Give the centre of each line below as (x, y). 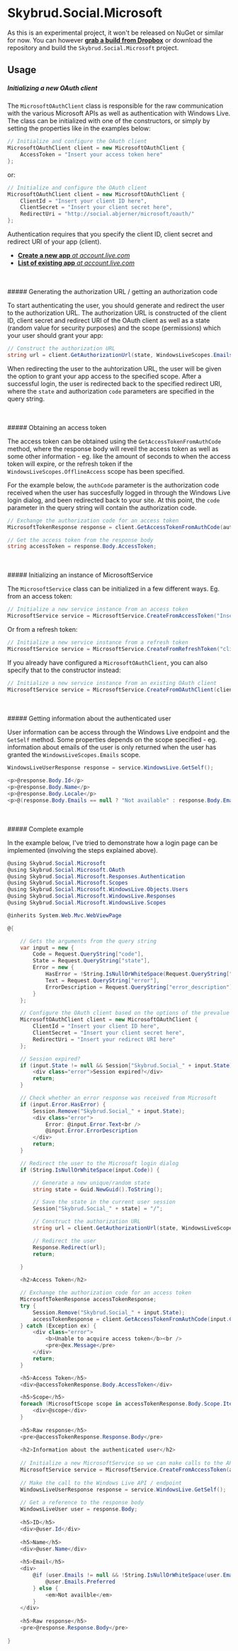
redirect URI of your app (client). (54, 242)
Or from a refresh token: (42, 630)
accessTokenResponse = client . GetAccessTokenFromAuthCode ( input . (131, 1319)
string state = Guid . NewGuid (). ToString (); (98, 1189)
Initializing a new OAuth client (52, 88)
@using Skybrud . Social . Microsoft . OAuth (66, 870)
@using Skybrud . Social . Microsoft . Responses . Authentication (96, 876)
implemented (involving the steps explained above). (83, 850)
